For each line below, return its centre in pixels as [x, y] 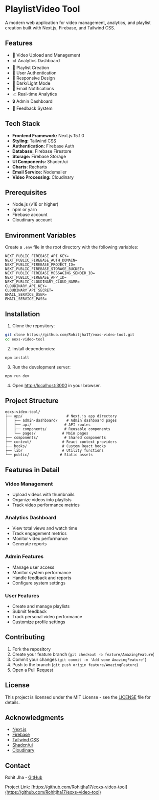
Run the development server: [41, 367]
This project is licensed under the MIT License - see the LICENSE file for [78, 697]
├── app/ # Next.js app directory [61, 416]
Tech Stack [23, 124]
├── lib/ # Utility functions [55, 451]
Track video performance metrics [46, 505]
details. [12, 702]
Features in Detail [32, 470]
